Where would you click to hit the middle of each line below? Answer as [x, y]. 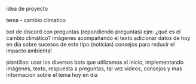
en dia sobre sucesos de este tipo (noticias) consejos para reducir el [91, 44]
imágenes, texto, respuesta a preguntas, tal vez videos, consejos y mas [94, 69]
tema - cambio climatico [36, 20]
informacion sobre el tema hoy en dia [52, 75]
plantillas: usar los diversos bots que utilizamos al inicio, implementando [95, 62]
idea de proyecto [27, 9]
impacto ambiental [29, 51]
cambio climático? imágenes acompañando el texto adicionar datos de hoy [98, 38]
